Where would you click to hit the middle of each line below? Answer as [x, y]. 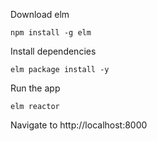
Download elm [40, 14]
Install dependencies [53, 51]
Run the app [35, 88]
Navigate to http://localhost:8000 [79, 125]
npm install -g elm [51, 33]
